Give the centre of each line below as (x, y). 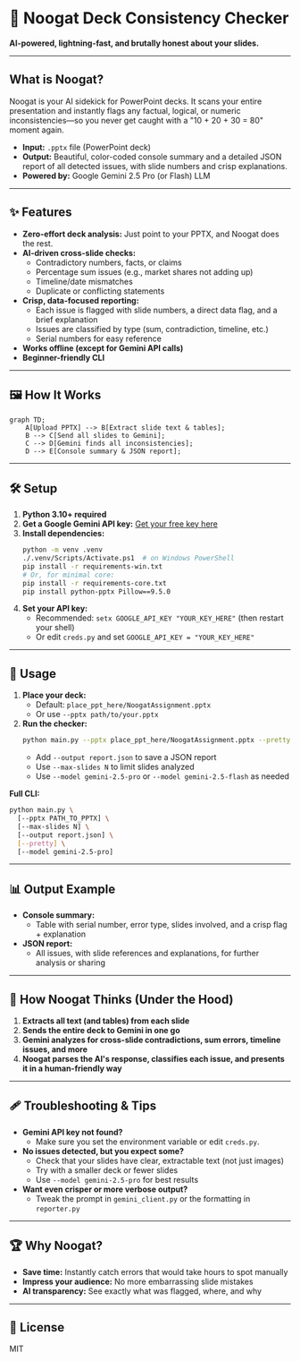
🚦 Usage (33, 674)
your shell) (55, 628)
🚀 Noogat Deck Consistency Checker (149, 18)
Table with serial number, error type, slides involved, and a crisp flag (161, 925)
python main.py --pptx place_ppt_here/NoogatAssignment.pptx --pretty (156, 740)
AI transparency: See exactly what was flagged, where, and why (142, 1291)
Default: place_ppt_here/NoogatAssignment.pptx (123, 705)
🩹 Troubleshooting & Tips (83, 1106)
